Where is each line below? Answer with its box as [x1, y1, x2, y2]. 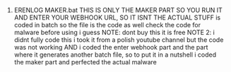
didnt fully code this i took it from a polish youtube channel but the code [13, 36, 224, 44]
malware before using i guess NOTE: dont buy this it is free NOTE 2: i [13, 28, 215, 36]
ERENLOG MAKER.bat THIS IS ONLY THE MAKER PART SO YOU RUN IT [13, 6, 223, 14]
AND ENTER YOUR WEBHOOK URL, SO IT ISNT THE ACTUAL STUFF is [13, 13, 221, 22]
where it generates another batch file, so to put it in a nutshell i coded [13, 50, 217, 59]
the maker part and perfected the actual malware [13, 58, 158, 66]
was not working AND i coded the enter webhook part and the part [13, 43, 208, 51]
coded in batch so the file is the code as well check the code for [13, 21, 201, 29]
